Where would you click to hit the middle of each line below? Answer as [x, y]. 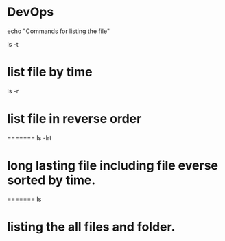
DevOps [31, 12]
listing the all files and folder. [91, 227]
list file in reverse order [74, 119]
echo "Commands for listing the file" [59, 31]
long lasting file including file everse [113, 165]
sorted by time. [51, 180]
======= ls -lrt [29, 137]
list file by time [50, 72]
